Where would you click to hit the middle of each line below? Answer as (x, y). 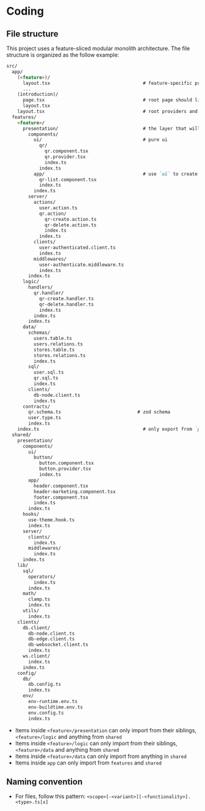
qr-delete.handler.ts (67, 304)
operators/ (42, 577)
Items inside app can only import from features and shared (88, 762)
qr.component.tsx (67, 151)
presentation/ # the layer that (105, 128)
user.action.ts (58, 208)
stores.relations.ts (59, 355)
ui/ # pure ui (100, 140)
